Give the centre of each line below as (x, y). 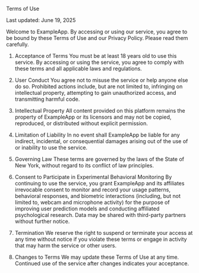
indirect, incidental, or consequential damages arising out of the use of (101, 141)
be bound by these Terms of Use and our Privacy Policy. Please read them (97, 38)
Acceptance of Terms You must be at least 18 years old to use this (96, 56)
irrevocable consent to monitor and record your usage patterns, (93, 190)
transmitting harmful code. (47, 99)
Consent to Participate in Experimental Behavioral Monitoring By (93, 177)
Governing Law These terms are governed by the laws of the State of (99, 159)
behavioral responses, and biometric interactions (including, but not (98, 196)
